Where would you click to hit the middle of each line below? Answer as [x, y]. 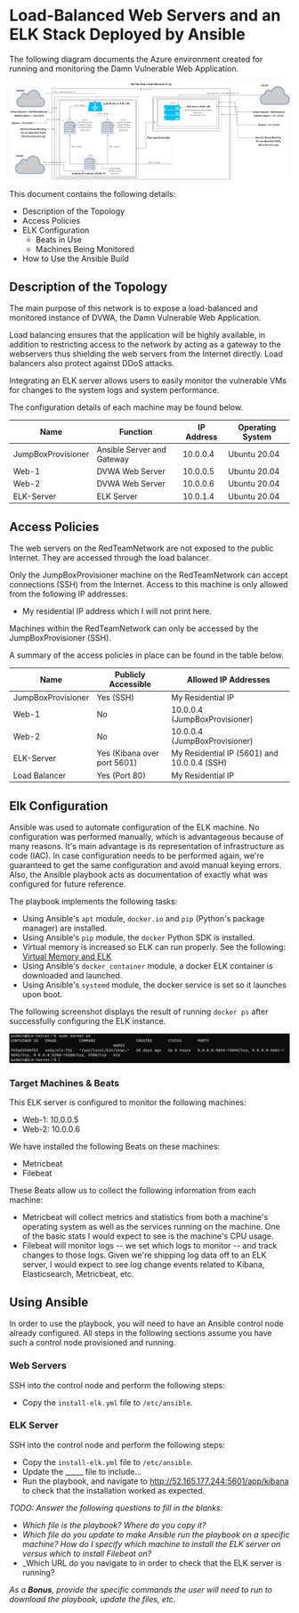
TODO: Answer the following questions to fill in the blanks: [116, 1508]
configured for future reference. [68, 884]
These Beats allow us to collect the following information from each [133, 1191]
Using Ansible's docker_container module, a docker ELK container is [147, 966]
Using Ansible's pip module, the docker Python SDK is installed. [138, 938]
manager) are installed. [65, 928]
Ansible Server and [131, 449]
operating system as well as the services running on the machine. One [151, 1227]
